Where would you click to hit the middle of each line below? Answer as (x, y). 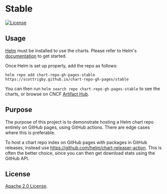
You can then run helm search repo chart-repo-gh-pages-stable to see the (83, 88)
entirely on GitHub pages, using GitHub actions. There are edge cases (78, 127)
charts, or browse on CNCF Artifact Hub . (47, 94)
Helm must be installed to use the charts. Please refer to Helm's (71, 50)
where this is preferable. (30, 132)
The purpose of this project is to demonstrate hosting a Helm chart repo (79, 122)
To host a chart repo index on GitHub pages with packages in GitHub (76, 142)
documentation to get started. (36, 56)
